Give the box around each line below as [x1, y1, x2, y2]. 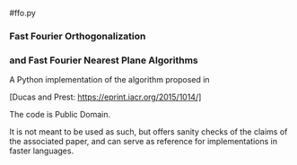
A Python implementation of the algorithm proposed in [9, 74, 210, 85]
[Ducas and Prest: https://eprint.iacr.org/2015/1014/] [9, 91, 202, 102]
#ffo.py [9, 8, 36, 18]
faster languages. [9, 145, 74, 156]
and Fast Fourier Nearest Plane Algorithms [9, 54, 199, 66]
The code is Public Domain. [9, 109, 111, 120]
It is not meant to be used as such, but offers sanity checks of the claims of [9, 126, 288, 137]
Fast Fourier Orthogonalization [9, 30, 146, 42]
